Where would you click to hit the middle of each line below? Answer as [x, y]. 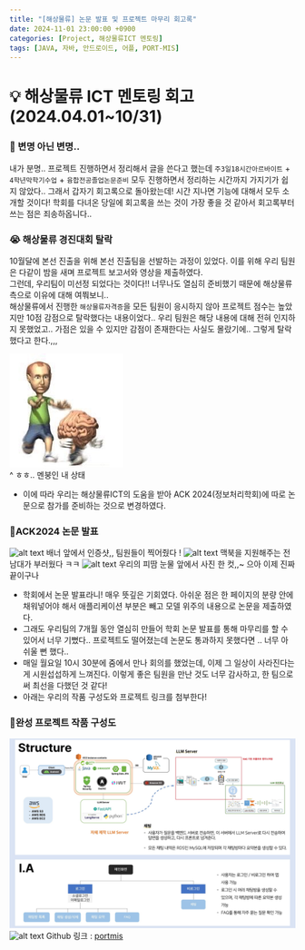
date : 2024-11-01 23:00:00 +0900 [73, 29]
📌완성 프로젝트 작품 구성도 [63, 723]
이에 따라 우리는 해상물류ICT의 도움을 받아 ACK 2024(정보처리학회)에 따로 [154, 494]
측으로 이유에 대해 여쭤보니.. [59, 295]
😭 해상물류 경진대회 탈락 [61, 239]
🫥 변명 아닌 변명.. [44, 147]
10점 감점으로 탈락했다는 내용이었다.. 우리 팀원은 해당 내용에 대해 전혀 [149, 318]
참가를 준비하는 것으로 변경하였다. [106, 506]
